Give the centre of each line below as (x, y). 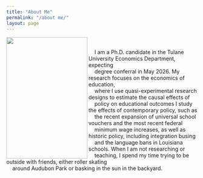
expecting (101, 65)
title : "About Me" (29, 12)
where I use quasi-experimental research (145, 91)
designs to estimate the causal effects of (139, 97)
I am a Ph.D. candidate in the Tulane (139, 52)
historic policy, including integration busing (142, 136)
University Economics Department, (132, 59)
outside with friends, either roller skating (57, 162)
